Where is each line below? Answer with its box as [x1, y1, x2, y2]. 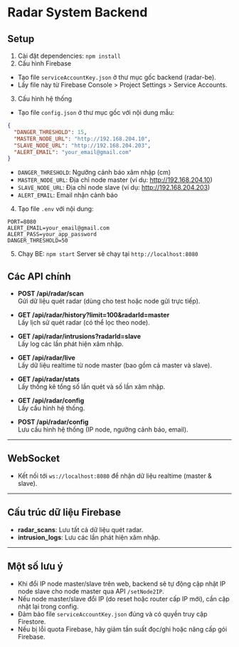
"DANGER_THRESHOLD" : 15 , [14, 128, 87, 136]
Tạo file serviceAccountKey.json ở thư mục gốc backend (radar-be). [17, 73, 217, 81]
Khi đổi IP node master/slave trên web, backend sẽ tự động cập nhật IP [17, 579, 226, 588]
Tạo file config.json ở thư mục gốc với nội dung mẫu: [17, 108, 175, 116]
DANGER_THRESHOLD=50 [7, 237, 69, 245]
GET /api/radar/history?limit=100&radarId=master [17, 311, 170, 320]
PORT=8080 [7, 218, 37, 225]
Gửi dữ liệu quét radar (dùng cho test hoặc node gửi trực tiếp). [17, 297, 201, 305]
